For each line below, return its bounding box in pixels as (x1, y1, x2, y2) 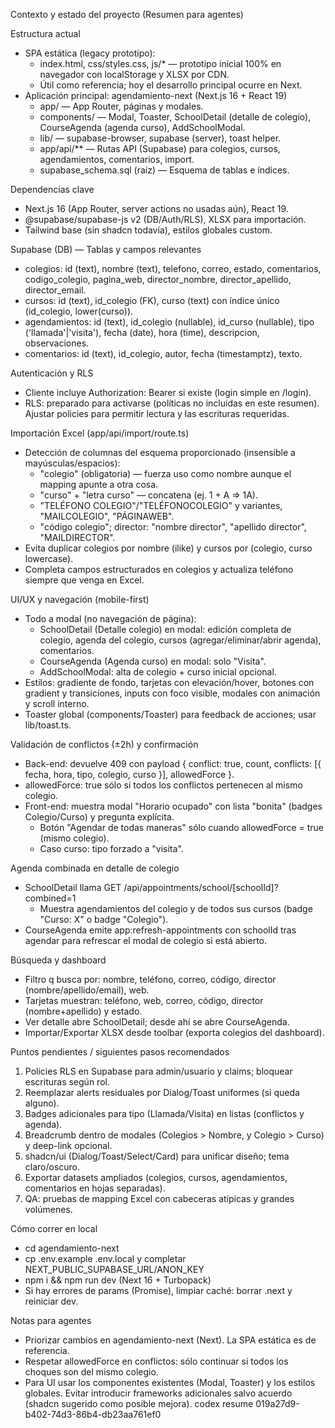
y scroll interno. (24, 698, 90, 709)
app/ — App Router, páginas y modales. (39, 100, 204, 112)
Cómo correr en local (10, 1223, 98, 1234)
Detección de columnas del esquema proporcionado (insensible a (24, 447, 296, 458)
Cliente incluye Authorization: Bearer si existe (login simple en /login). (24, 387, 312, 398)
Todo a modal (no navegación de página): (24, 613, 197, 624)
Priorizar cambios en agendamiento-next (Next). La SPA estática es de (24, 1334, 317, 1346)
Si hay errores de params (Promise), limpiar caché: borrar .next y (24, 1285, 293, 1296)
